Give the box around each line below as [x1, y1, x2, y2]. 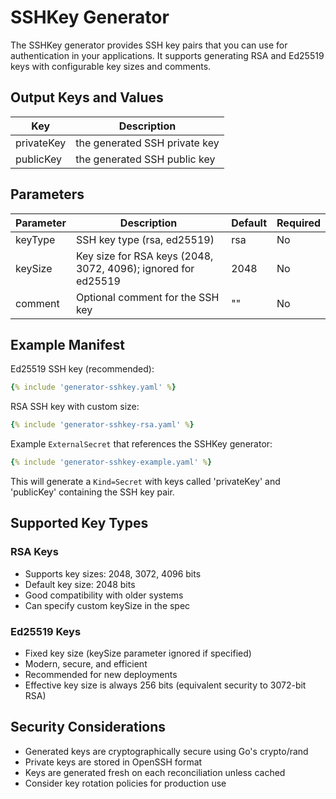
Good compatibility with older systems [24, 589, 184, 601]
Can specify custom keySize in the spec [24, 599, 191, 611]
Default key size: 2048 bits [24, 578, 136, 590]
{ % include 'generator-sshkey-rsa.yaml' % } [10, 420, 195, 430]
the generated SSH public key [75, 152, 216, 166]
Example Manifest [10, 336, 126, 353]
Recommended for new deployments [24, 668, 178, 680]
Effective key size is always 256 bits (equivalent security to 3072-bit [24, 679, 307, 691]
